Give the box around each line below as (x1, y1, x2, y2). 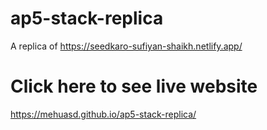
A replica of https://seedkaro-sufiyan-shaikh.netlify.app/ (10, 40, 243, 52)
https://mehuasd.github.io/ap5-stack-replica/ (10, 108, 197, 120)
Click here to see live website (10, 75, 258, 98)
